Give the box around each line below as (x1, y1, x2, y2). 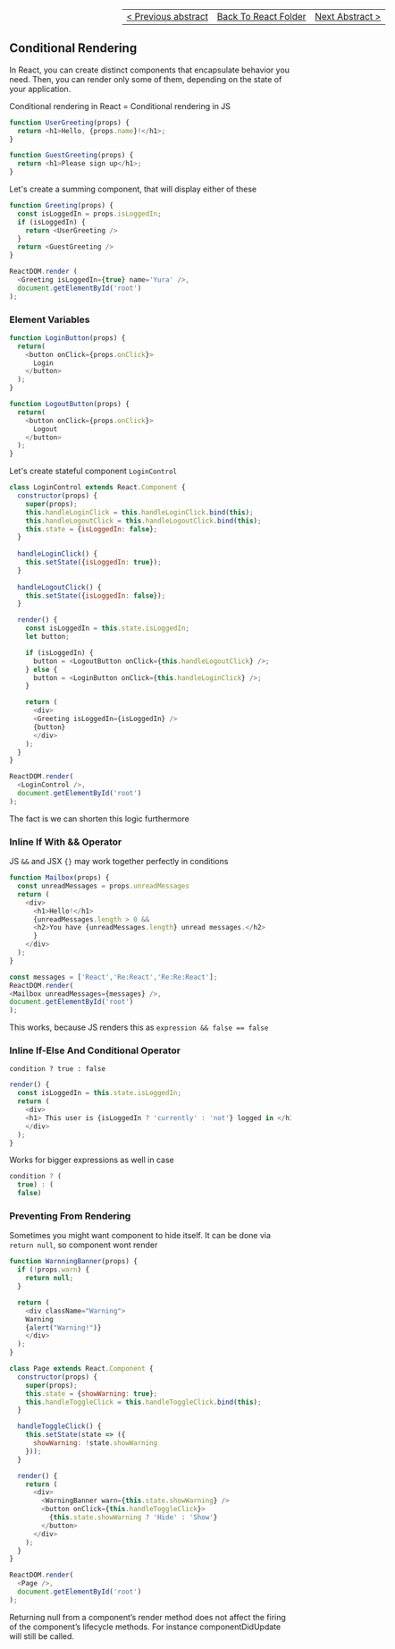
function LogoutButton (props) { (9, 400, 130, 409)
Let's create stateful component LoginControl (9, 465, 177, 477)
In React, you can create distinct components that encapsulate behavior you (9, 64, 290, 75)
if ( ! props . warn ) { (17, 1265, 90, 1274)
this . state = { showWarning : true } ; (25, 1389, 158, 1398)
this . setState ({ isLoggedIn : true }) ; (25, 558, 163, 567)
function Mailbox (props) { (9, 873, 110, 882)
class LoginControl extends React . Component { (9, 483, 186, 492)
